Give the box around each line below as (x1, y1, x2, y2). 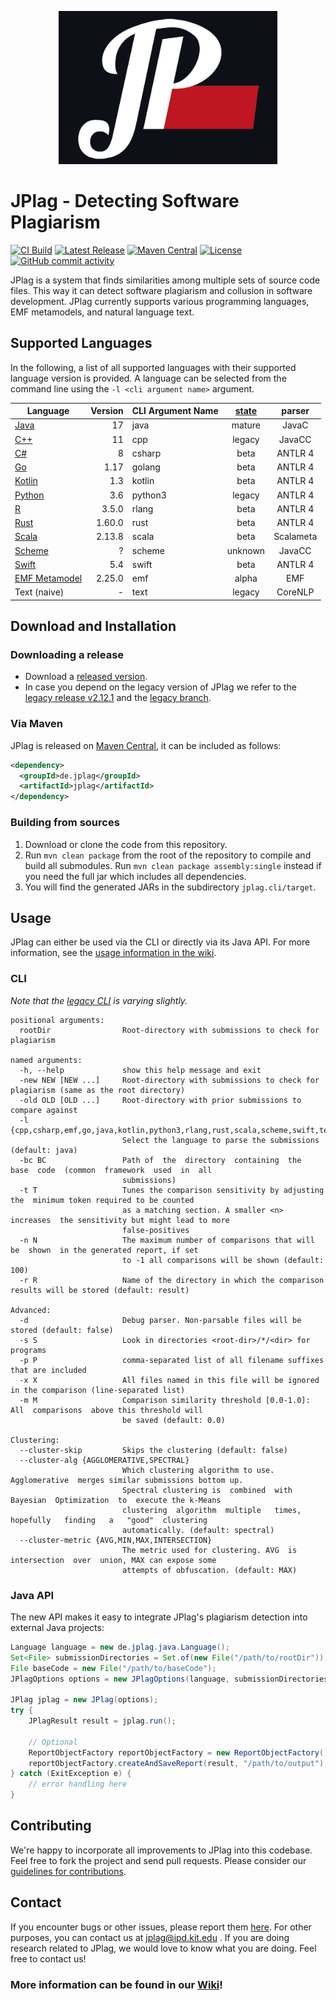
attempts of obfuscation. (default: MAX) (121, 1565, 298, 1575)
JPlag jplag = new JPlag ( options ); (10, 1695, 159, 1705)
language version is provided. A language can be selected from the (10, 372, 287, 384)
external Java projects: (10, 1621, 105, 1633)
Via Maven (10, 717, 63, 731)
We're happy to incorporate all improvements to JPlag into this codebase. (10, 1844, 313, 1856)
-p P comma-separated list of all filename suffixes (19, 1355, 325, 1365)
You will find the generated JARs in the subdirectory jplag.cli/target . (24, 881, 317, 893)
